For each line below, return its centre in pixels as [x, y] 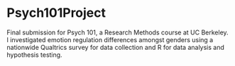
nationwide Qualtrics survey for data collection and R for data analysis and [116, 47]
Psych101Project [56, 13]
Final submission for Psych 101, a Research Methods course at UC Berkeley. [117, 32]
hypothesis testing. [34, 55]
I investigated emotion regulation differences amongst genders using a [110, 39]
